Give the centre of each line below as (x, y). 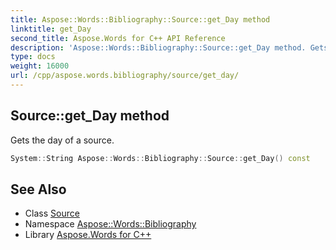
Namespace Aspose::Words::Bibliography (110, 224)
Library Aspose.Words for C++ (88, 235)
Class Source (52, 213)
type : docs (33, 57)
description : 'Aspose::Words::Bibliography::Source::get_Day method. (158, 47)
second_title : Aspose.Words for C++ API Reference (118, 38)
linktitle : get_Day (51, 29)
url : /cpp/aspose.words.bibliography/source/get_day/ (125, 76)
